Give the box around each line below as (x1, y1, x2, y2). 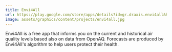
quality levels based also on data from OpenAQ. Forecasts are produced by (5, 36, 164, 42)
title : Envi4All (5, 7, 40, 13)
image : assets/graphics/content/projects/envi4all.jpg (5, 17, 125, 22)
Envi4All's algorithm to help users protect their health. (5, 41, 119, 47)
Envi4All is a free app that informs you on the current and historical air (5, 31, 153, 37)
